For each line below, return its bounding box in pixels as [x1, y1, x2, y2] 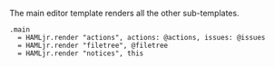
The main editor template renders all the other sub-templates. [9, 8, 240, 18]
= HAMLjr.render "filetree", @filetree [17, 41, 169, 50]
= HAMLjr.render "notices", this [17, 49, 144, 58]
